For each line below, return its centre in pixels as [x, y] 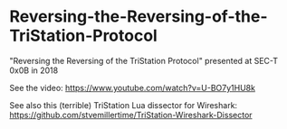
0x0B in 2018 [34, 70]
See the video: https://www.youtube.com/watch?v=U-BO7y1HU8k [133, 88]
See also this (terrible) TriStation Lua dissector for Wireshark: [124, 105]
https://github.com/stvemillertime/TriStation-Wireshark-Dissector [131, 115]
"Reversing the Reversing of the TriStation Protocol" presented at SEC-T [144, 60]
